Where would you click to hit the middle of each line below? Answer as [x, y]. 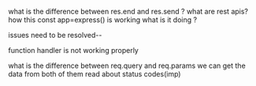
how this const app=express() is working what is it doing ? [103, 20]
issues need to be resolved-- [55, 35]
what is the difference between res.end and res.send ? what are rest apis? [128, 11]
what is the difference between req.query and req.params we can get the [127, 65]
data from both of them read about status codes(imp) [95, 74]
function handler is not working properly [74, 50]
